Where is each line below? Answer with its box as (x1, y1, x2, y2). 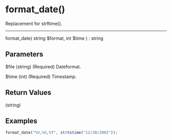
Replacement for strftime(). (5, 20, 62, 27)
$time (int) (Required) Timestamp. (5, 73, 77, 80)
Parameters (5, 50, 44, 59)
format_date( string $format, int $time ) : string (5, 35, 103, 41)
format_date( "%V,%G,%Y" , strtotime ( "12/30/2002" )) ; (5, 130, 118, 135)
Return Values (5, 88, 52, 97)
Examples (5, 116, 37, 125)
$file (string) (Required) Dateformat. (5, 63, 81, 69)
